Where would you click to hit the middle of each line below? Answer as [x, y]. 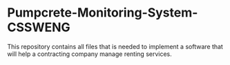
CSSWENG [39, 27]
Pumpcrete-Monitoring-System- [103, 13]
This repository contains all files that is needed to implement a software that [115, 46]
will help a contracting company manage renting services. [90, 54]
